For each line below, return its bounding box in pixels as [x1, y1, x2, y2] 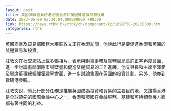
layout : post [5, 7, 33, 13]
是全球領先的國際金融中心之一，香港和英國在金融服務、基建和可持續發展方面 [5, 94, 166, 100]
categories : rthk [5, 26, 42, 31]
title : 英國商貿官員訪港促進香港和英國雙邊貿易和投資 [5, 12, 105, 17]
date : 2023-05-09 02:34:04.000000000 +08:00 [5, 17, 101, 22]
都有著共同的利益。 [5, 100, 46, 106]
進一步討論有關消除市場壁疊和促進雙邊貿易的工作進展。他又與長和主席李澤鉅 [5, 64, 166, 70]
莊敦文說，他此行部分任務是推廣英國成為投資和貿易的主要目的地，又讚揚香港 [5, 88, 166, 94]
